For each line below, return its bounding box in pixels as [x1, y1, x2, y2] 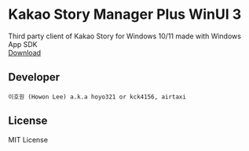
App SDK [8, 39, 38, 49]
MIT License [8, 135, 49, 144]
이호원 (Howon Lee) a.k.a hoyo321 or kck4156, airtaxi [8, 92, 187, 101]
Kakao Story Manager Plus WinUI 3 [8, 5, 242, 23]
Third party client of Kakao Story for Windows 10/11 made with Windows [8, 31, 242, 41]
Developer [8, 70, 60, 84]
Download [8, 48, 42, 57]
